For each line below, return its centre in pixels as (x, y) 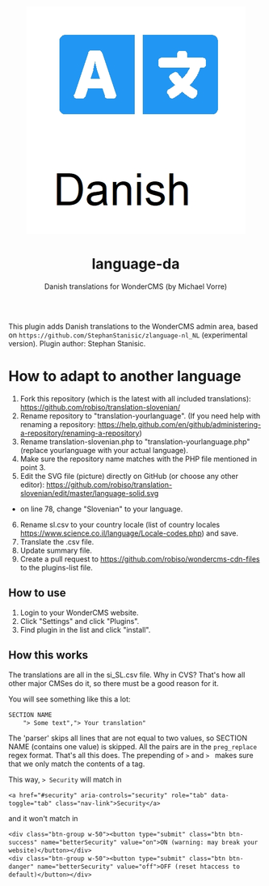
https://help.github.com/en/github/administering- (179, 424)
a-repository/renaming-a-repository (80, 433)
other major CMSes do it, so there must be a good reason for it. (114, 683)
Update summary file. (56, 550)
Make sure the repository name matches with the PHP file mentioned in (139, 459)
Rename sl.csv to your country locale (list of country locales (120, 524)
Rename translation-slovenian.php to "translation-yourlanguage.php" (135, 441)
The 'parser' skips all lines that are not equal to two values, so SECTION (128, 738)
